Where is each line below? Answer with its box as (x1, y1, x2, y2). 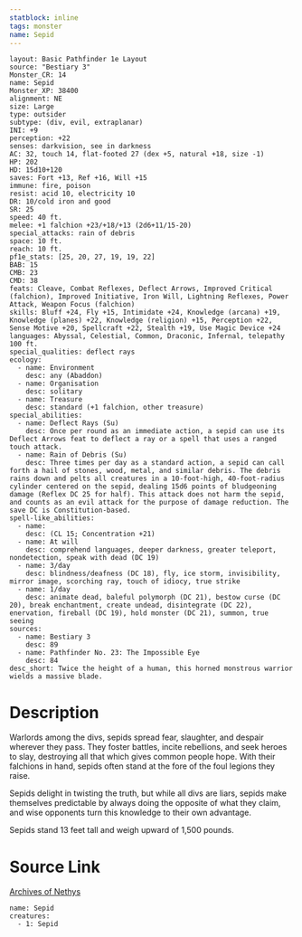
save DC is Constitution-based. (9, 506, 131, 516)
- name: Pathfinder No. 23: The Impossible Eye (17, 648, 201, 658)
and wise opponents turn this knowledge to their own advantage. (9, 807, 251, 819)
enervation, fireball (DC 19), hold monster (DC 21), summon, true (9, 609, 269, 618)
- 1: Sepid (17, 920, 59, 929)
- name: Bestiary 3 (17, 632, 91, 642)
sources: (9, 625, 42, 634)
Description (9, 702, 99, 723)
